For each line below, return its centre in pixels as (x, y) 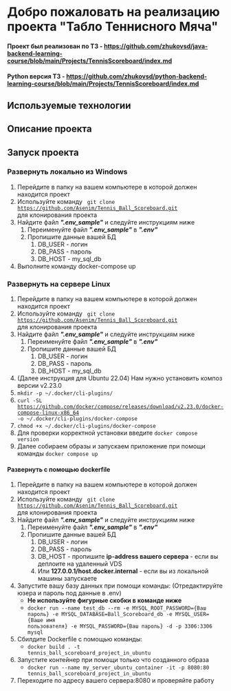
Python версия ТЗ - (36, 76)
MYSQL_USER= (192, 615)
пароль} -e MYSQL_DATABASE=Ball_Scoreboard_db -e (100, 615)
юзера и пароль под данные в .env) (69, 593)
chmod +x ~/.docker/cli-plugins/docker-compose (86, 426)
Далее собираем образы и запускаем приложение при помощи (111, 446)
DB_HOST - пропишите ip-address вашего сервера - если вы (128, 557)
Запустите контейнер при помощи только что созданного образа (113, 660)
